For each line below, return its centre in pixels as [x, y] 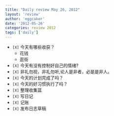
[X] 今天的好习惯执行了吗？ [40, 84]
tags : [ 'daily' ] [22, 32]
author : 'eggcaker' [25, 19]
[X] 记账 [21, 102]
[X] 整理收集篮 [27, 90]
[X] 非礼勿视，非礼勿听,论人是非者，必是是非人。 [62, 72]
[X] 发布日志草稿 [29, 108]
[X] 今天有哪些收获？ [33, 47]
